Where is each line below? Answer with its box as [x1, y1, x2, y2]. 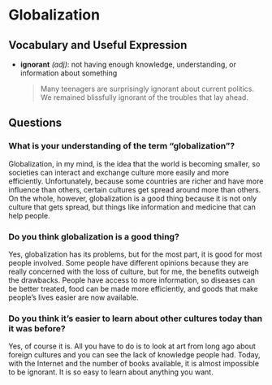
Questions [8, 116, 63, 130]
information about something [19, 68, 118, 78]
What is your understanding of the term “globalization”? [8, 141, 235, 152]
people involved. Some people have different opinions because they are [8, 257, 249, 267]
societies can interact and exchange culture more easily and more [8, 167, 230, 177]
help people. [8, 210, 50, 220]
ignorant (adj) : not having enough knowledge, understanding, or [19, 59, 237, 69]
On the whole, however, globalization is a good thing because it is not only [8, 193, 257, 203]
